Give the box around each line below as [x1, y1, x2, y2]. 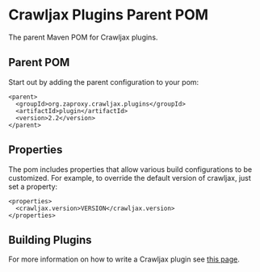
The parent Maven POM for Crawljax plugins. [8, 32, 158, 42]
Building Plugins [8, 232, 92, 247]
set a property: [8, 182, 58, 191]
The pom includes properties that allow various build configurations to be [8, 164, 253, 174]
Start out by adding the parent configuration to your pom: [8, 77, 199, 86]
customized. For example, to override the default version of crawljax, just [8, 173, 252, 182]
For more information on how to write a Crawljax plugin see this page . [8, 254, 240, 264]
